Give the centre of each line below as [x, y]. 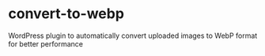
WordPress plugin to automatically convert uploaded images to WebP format [133, 35]
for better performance [45, 43]
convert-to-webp [66, 14]
